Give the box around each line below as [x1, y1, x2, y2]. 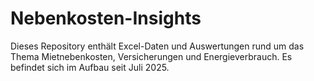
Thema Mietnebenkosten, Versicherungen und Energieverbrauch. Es [10, 50, 293, 62]
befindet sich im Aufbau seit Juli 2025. [10, 61, 170, 73]
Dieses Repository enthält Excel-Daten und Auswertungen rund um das [10, 40, 305, 52]
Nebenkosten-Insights [10, 7, 202, 30]
